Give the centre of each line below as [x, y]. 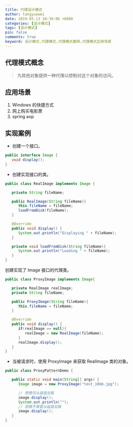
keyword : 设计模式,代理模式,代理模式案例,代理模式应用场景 [58, 42]
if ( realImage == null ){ [42, 329]
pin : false [16, 32]
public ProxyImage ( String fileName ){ [50, 301]
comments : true [21, 37]
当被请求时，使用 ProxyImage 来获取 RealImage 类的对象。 [71, 361]
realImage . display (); [40, 342]
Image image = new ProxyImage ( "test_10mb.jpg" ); [68, 384]
